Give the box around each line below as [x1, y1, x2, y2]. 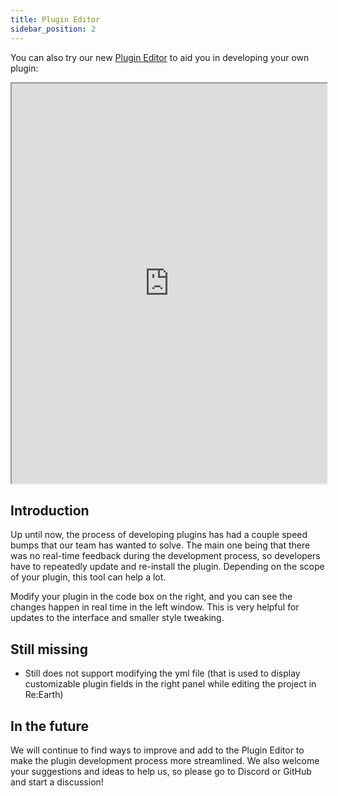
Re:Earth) [24, 689, 64, 701]
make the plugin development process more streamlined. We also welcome [10, 754, 320, 766]
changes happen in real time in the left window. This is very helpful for [10, 601, 300, 613]
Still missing [10, 641, 88, 658]
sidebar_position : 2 [10, 24, 97, 34]
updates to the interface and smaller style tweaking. [10, 612, 225, 624]
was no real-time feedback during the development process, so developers [10, 550, 321, 562]
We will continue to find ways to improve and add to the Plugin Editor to [10, 744, 305, 756]
